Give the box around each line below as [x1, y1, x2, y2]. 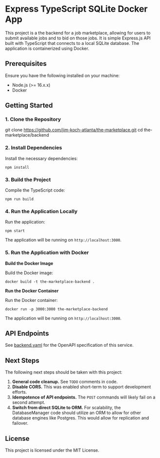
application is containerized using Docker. [5, 45, 89, 51]
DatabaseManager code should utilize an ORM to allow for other [12, 410, 141, 416]
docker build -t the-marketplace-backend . [5, 279, 95, 284]
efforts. [12, 389, 27, 395]
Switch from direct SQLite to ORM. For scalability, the [12, 405, 121, 411]
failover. [12, 420, 28, 426]
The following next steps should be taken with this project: [5, 369, 123, 375]
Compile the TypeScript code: [5, 187, 65, 193]
